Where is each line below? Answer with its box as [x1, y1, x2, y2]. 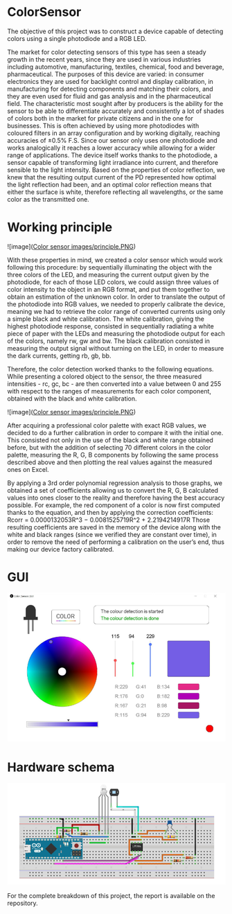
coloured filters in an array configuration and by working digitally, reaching [7, 129, 220, 137]
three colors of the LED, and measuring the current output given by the [7, 270, 209, 279]
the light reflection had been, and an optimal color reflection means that [7, 180, 212, 188]
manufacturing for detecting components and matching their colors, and [7, 85, 213, 93]
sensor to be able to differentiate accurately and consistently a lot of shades [7, 107, 224, 115]
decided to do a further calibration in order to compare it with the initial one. [7, 428, 224, 437]
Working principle [7, 220, 113, 236]
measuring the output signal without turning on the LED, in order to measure [7, 344, 224, 352]
